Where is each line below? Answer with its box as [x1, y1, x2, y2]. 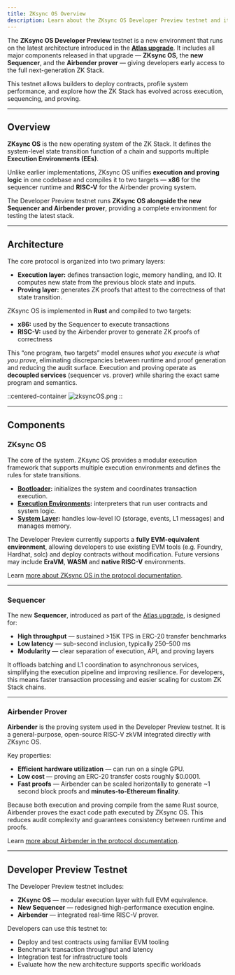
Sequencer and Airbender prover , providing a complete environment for [7, 204, 218, 212]
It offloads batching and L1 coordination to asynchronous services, [7, 660, 199, 669]
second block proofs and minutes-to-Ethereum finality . [17, 787, 180, 796]
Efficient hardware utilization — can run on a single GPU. [17, 765, 185, 773]
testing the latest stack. [7, 212, 75, 220]
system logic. [17, 506, 57, 515]
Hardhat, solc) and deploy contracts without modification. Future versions [7, 550, 220, 558]
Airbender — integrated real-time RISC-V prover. [17, 911, 159, 919]
